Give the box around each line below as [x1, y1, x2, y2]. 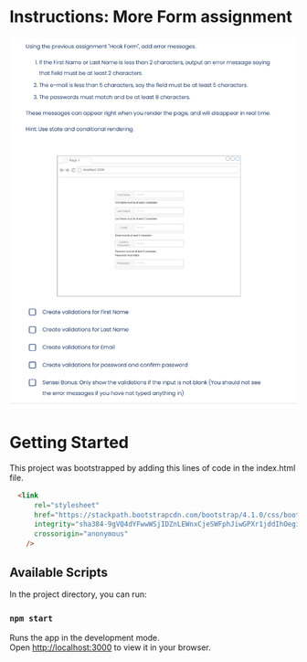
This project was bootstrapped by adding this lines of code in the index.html [9, 462, 296, 473]
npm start [9, 613, 53, 624]
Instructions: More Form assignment [9, 6, 292, 27]
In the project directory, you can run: [9, 588, 147, 600]
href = [33, 510, 55, 519]
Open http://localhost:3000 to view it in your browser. [9, 642, 212, 653]
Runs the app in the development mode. [9, 633, 160, 644]
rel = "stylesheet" [33, 500, 101, 509]
